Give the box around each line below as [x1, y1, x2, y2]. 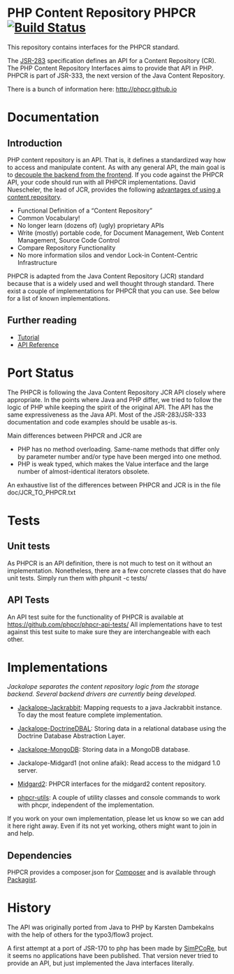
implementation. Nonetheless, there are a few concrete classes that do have [7, 566, 227, 575]
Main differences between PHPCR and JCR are [7, 431, 142, 440]
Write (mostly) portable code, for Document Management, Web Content [17, 229, 224, 237]
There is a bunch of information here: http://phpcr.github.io [7, 85, 177, 93]
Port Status [7, 365, 75, 380]
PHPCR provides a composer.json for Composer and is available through [7, 868, 217, 877]
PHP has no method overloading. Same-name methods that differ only [17, 445, 220, 453]
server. [17, 766, 38, 775]
